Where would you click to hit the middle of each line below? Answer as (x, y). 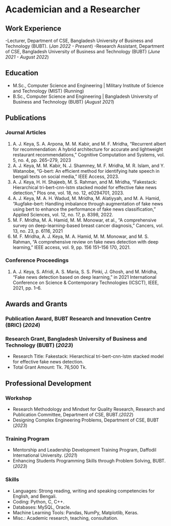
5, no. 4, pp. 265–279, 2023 (42, 160)
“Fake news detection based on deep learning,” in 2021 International (84, 277)
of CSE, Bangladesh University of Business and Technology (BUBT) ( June (83, 52)
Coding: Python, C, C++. (39, 501)
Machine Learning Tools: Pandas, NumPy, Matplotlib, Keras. (76, 512)
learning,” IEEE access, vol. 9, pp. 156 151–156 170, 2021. (72, 247)
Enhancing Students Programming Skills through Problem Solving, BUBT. (89, 461)
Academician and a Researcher (73, 9)
